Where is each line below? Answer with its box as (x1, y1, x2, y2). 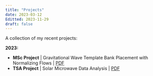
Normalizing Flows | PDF (12, 60, 65, 66)
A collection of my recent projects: (5, 35, 78, 41)
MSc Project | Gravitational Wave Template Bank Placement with (12, 55, 148, 61)
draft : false (5, 21, 33, 27)
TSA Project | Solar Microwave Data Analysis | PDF (12, 65, 120, 71)
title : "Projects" (5, 7, 44, 13)
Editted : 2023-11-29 (5, 17, 49, 22)
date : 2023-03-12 (5, 12, 42, 17)
